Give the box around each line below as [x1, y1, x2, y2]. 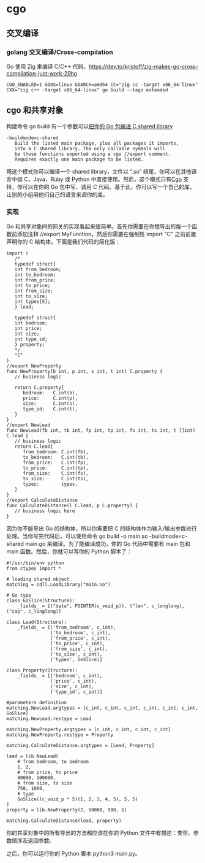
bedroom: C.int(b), [22, 389, 78, 396]
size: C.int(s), [22, 401, 78, 407]
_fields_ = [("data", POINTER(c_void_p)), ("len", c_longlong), [17, 603, 185, 609]
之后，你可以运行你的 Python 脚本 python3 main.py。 [6, 850, 141, 857]
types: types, [22, 481, 78, 487]
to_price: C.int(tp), [22, 465, 89, 471]
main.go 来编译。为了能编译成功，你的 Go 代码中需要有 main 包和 [25, 540, 191, 547]
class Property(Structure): [6, 667, 78, 673]
